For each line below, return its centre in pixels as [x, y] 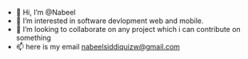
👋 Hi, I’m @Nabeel [46, 12]
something [34, 37]
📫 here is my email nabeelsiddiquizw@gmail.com [98, 47]
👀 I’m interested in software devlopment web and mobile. [110, 21]
